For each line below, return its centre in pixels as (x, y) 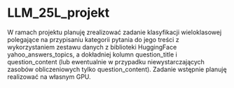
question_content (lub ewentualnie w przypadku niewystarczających (106, 61)
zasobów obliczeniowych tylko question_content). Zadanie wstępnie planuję (117, 69)
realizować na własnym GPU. (49, 76)
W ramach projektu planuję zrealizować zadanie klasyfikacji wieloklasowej (115, 32)
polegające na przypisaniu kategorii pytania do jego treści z (94, 39)
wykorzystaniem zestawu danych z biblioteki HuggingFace (92, 47)
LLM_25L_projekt (58, 13)
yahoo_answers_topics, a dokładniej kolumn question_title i (92, 54)
